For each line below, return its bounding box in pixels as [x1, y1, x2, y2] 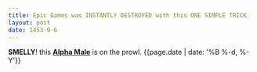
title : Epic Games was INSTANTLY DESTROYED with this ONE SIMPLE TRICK [8, 11, 247, 20]
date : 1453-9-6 [8, 26, 58, 34]
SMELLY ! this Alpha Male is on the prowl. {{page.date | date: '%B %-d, [8, 48, 238, 57]
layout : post [8, 19, 51, 27]
